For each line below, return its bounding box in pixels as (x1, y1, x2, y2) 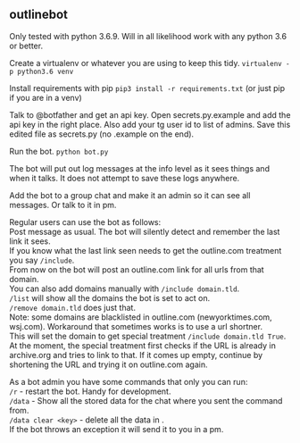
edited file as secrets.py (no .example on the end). (9, 129, 195, 139)
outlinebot (9, 7, 69, 22)
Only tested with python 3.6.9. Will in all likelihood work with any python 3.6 (9, 30, 287, 41)
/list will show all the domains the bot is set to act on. (9, 292, 211, 303)
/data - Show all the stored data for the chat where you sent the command (9, 395, 283, 405)
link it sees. (9, 236, 51, 247)
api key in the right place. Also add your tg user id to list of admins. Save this (9, 119, 291, 130)
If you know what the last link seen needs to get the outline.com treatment (9, 245, 282, 255)
